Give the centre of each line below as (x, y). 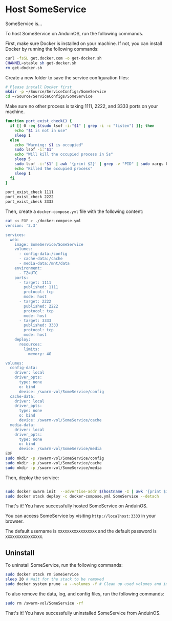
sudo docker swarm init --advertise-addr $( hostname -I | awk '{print (83, 491)
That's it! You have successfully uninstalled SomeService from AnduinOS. (83, 613)
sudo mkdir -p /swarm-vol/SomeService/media (53, 468)
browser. (15, 521)
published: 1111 (41, 287)
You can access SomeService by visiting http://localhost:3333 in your (81, 516)
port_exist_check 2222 (29, 197)
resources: (30, 344)
